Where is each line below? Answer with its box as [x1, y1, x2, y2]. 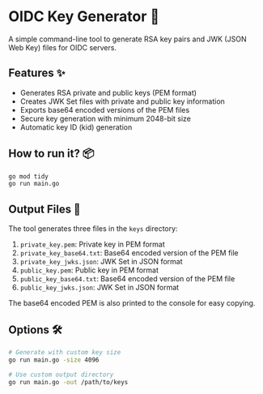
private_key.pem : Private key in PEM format [19, 239, 166, 250]
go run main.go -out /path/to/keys [8, 378, 129, 386]
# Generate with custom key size [8, 348, 121, 356]
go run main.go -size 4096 [8, 356, 100, 364]
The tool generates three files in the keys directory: [8, 224, 178, 233]
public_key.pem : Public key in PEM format [19, 265, 159, 275]
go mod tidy [8, 172, 49, 181]
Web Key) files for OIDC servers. [8, 42, 117, 52]
